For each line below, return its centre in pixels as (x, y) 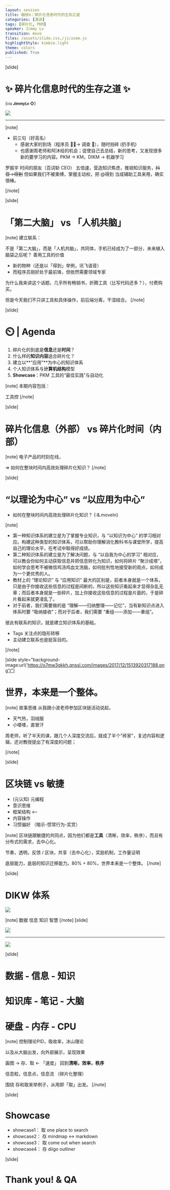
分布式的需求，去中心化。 (32, 842)
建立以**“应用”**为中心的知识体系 (48, 363)
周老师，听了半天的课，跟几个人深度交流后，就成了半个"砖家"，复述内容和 (83, 736)
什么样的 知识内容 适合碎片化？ (44, 356)
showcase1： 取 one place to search (50, 1130)
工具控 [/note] (20, 397)
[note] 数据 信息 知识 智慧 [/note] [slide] (47, 920)
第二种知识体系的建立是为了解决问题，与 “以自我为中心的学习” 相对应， (87, 555)
